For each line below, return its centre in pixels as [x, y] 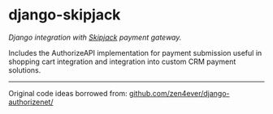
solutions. [25, 70]
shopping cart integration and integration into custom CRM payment [122, 61]
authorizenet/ [31, 102]
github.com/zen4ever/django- [179, 93]
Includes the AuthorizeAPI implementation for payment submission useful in [135, 53]
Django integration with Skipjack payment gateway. [95, 37]
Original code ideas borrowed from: [68, 93]
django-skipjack [65, 15]
